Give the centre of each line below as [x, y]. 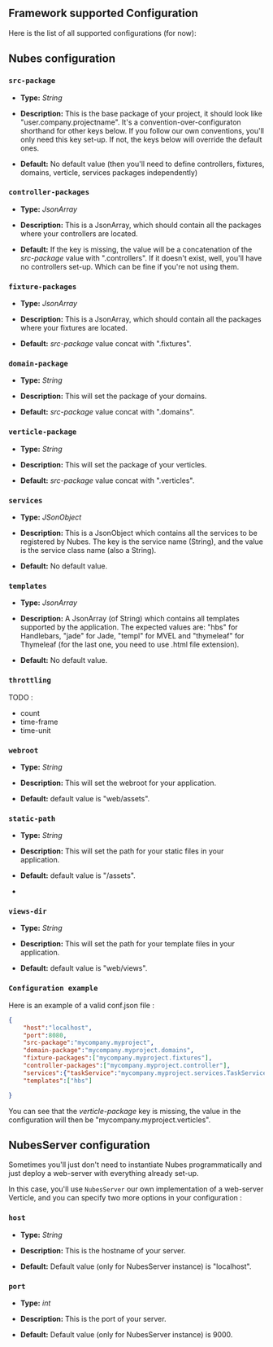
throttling [30, 680]
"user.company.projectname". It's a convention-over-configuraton [130, 122]
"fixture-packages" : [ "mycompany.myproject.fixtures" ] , [118, 1058]
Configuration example [53, 988]
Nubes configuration [62, 59]
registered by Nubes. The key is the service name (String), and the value [142, 542]
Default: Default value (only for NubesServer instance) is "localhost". [136, 1266]
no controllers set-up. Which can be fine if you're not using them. [130, 266]
